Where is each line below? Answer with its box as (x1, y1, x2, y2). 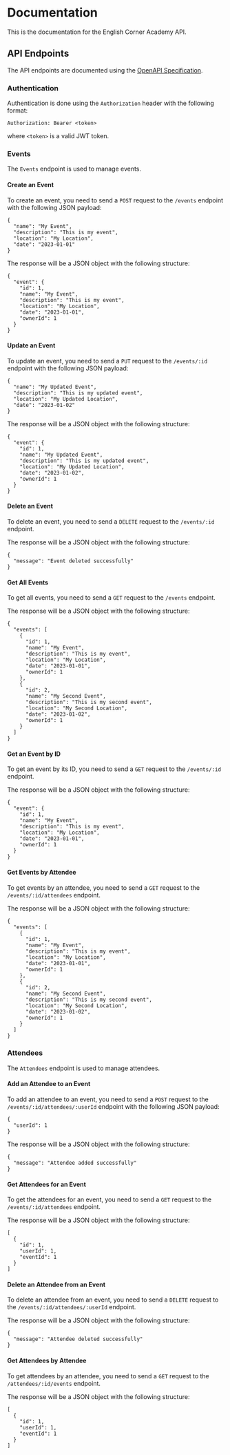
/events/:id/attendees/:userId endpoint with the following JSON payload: (7, 1103, 220, 1111)
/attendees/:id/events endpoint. (7, 1379, 101, 1387)
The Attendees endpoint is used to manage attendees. (7, 1064, 160, 1072)
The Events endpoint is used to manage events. (7, 164, 142, 173)
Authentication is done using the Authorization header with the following (7, 99, 215, 108)
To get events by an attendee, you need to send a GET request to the (7, 883, 200, 892)
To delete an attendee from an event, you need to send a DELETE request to (7, 1295, 219, 1304)
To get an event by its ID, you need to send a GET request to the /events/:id (7, 765, 222, 773)
